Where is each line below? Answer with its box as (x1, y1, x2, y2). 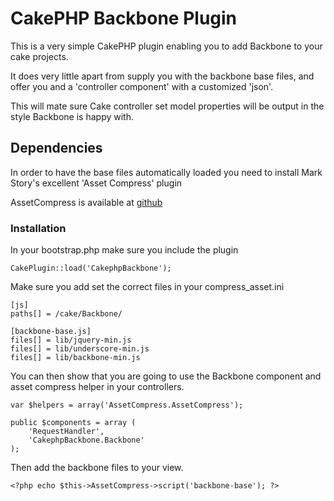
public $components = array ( (10, 418, 137, 428)
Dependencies (10, 140, 103, 157)
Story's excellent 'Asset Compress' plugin (10, 177, 183, 189)
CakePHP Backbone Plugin (10, 7, 238, 30)
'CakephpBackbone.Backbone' (28, 435, 145, 446)
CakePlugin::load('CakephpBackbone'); (10, 263, 172, 274)
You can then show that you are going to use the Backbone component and (10, 370, 322, 382)
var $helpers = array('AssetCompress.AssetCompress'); (10, 400, 244, 411)
